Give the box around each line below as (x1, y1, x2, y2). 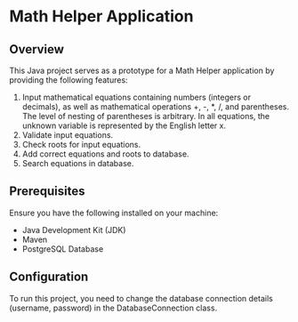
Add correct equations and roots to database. (21, 149, 189, 159)
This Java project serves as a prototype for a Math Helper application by (9, 65, 275, 76)
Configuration (9, 270, 89, 285)
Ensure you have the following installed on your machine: (9, 207, 219, 218)
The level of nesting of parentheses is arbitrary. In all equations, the (21, 111, 270, 121)
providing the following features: (9, 75, 128, 85)
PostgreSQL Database (21, 243, 104, 254)
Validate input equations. (21, 130, 114, 140)
